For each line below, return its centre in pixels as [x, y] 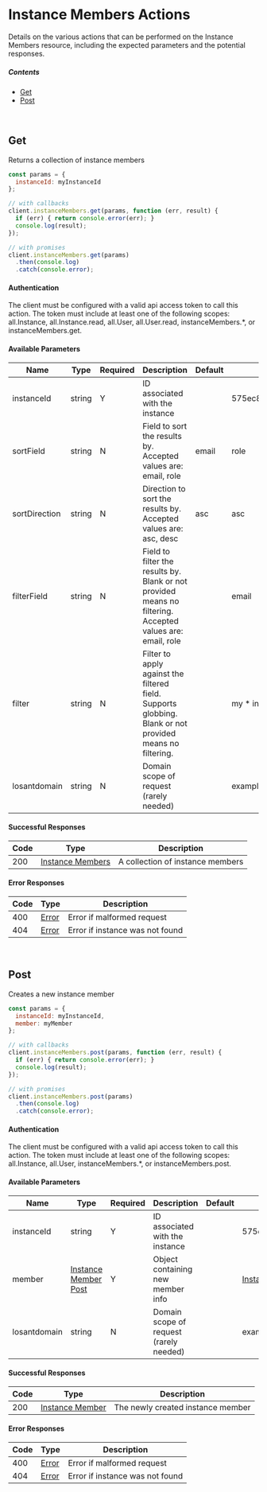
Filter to [157, 654]
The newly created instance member [182, 1407]
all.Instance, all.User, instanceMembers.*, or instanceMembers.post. [120, 1164]
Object [166, 1259]
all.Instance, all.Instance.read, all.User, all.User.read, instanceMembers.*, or [132, 322]
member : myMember [44, 1024]
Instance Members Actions [99, 15]
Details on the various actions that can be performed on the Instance [121, 37]
